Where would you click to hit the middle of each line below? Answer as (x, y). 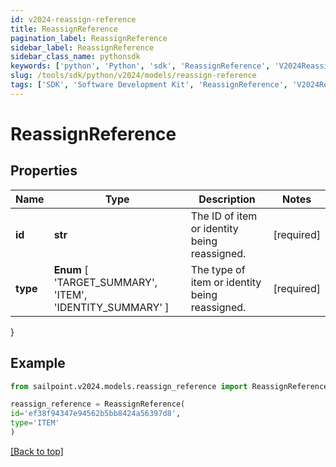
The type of (218, 269)
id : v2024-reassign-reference (73, 19)
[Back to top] (37, 451)
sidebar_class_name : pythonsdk (75, 57)
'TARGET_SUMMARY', (105, 282)
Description (227, 199)
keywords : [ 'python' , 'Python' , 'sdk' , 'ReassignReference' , (140, 66)
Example (38, 363)
